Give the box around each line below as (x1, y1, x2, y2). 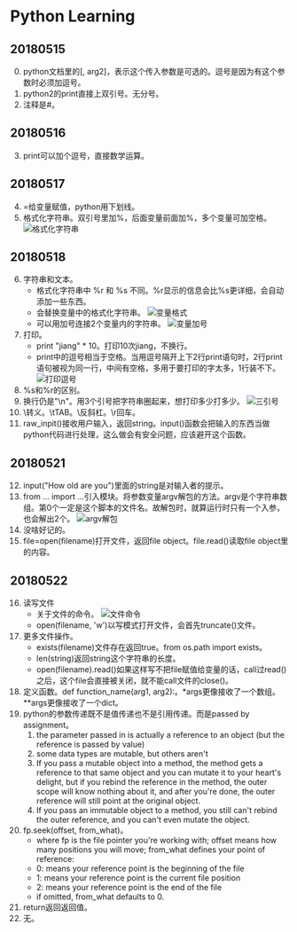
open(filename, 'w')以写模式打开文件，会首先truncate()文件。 (35, 620, 261, 630)
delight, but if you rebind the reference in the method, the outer (35, 777, 268, 787)
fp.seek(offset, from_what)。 (22, 825, 129, 835)
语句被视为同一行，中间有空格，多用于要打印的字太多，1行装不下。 (35, 363, 281, 373)
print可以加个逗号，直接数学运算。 (22, 150, 150, 161)
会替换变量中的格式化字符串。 (35, 308, 145, 318)
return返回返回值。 (22, 902, 92, 912)
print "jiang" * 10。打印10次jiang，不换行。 (35, 341, 192, 351)
